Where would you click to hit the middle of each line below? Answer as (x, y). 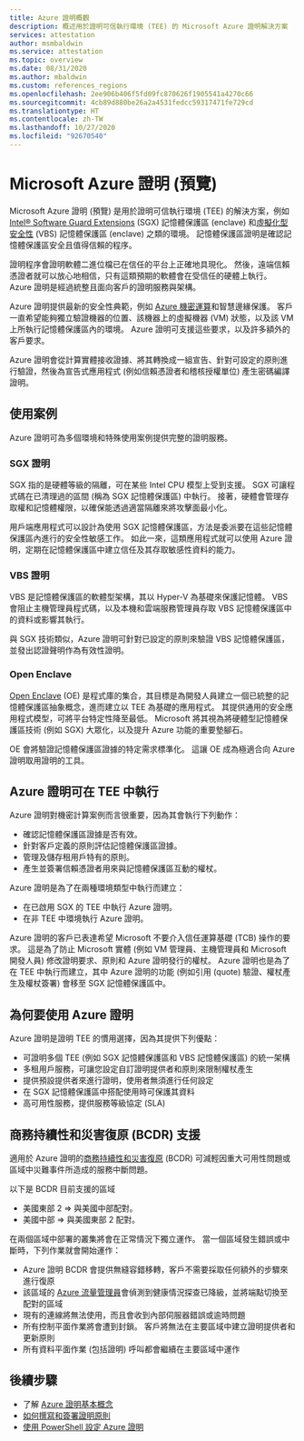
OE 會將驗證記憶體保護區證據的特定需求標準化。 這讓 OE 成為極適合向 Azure (152, 749)
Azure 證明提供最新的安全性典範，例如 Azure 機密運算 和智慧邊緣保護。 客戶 (151, 306)
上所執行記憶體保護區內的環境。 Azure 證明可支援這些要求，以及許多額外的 (150, 329)
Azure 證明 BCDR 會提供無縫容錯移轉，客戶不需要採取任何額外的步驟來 (155, 1269)
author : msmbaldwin (46, 43)
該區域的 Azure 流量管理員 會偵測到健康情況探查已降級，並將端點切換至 (155, 1292)
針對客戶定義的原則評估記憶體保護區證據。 (102, 846)
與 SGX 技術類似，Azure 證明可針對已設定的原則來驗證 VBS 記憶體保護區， (150, 639)
